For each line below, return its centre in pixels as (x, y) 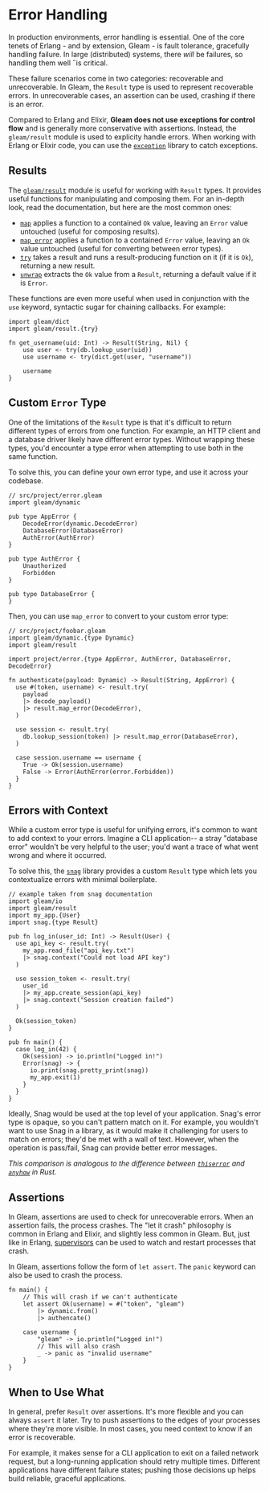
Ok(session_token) (47, 1021)
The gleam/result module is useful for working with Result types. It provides (135, 190)
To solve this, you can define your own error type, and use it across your (128, 472)
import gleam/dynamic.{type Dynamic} (71, 638)
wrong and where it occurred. (57, 855)
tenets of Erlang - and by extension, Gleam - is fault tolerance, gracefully (129, 45)
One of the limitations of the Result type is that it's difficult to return (120, 422)
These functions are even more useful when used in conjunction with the (129, 298)
